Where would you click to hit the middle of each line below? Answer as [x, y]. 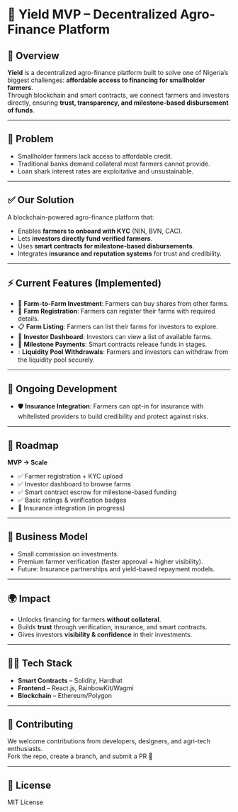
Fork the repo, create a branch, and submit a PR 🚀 [80, 756]
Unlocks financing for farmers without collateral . [89, 619]
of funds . [21, 110]
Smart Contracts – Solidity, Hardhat [70, 680]
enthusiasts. [25, 749]
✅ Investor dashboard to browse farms [74, 484]
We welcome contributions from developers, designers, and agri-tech [109, 741]
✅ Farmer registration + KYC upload [70, 476]
